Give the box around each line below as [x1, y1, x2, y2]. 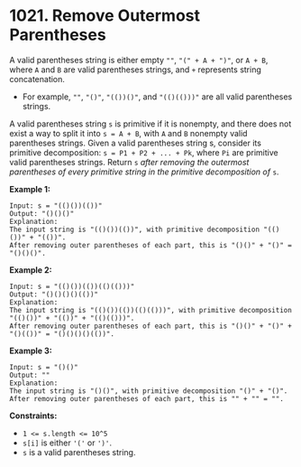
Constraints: [9, 410, 58, 421]
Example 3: [9, 345, 52, 356]
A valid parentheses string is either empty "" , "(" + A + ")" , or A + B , [9, 54, 269, 65]
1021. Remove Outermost [9, 5, 201, 26]
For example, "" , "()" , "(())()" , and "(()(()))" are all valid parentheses [22, 91, 293, 102]
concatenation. [9, 73, 66, 84]
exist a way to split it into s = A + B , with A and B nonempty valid [9, 127, 248, 138]
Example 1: [9, 183, 51, 194]
